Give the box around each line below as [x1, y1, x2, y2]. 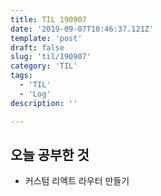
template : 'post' [10, 33, 83, 43]
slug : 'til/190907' [10, 52, 92, 62]
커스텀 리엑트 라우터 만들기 [24, 175, 130, 187]
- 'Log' [19, 89, 52, 99]
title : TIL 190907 [10, 14, 87, 25]
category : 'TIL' [10, 61, 78, 71]
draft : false [10, 42, 65, 53]
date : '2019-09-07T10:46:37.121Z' [10, 24, 155, 34]
